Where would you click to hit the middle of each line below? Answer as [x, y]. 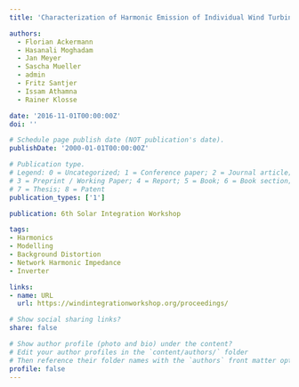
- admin [32, 75]
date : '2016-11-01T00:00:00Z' [65, 116]
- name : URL [31, 295]
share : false [33, 328]
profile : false [37, 369]
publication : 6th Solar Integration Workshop [95, 214]
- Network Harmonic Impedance [65, 262]
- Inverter [29, 271]
